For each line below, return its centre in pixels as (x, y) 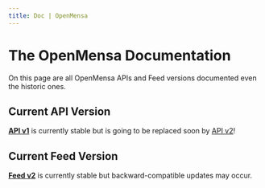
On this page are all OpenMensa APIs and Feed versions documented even (132, 78)
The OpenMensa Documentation (120, 55)
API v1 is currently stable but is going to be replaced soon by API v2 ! (122, 131)
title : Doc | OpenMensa (48, 16)
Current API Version (60, 111)
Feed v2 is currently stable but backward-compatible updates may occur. (130, 176)
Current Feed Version (63, 156)
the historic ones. (37, 86)
